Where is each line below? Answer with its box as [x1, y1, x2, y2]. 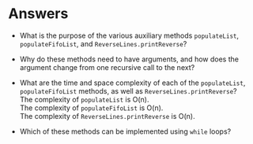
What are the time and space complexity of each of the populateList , [19, 78, 246, 87]
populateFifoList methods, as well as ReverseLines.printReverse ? [19, 86, 237, 95]
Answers [8, 5, 69, 23]
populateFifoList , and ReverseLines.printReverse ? [19, 39, 187, 48]
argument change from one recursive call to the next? [19, 62, 195, 72]
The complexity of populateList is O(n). [19, 94, 149, 104]
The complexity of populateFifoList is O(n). [19, 103, 164, 113]
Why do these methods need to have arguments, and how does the [19, 54, 240, 64]
